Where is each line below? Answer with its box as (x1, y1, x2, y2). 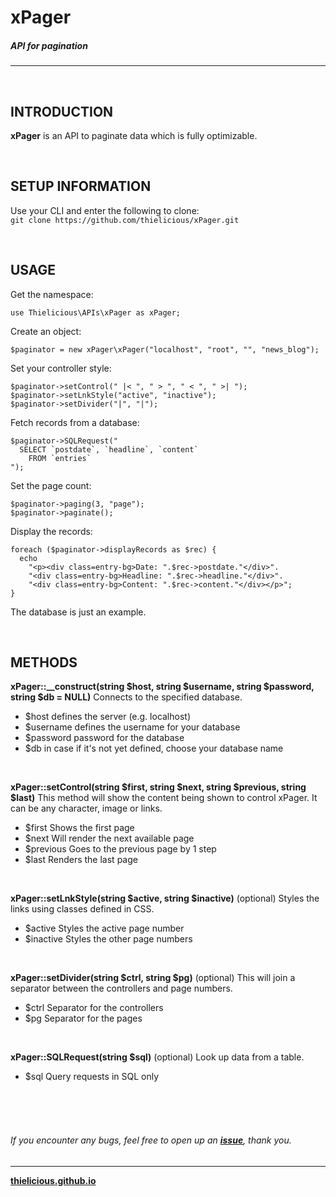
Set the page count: (10, 479, 92, 491)
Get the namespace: (10, 288, 94, 300)
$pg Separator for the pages (24, 1012, 143, 1025)
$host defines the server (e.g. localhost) (24, 711, 192, 723)
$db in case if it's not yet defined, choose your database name (24, 742, 284, 755)
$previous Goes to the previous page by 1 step (24, 843, 217, 855)
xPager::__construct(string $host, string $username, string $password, (10, 681, 315, 693)
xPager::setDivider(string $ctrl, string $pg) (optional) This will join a (10, 972, 296, 984)
